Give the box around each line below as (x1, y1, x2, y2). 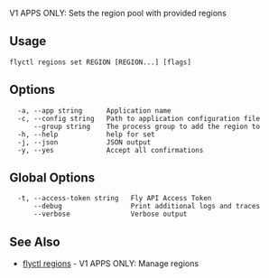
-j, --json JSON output (17, 137, 152, 147)
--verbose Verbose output (32, 209, 188, 219)
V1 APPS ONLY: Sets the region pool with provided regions (9, 8, 227, 18)
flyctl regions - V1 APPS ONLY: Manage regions (22, 258, 199, 269)
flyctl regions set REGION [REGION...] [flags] (9, 58, 192, 67)
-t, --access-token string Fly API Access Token (17, 194, 212, 203)
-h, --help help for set (17, 130, 155, 139)
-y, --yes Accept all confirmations (17, 145, 204, 154)
